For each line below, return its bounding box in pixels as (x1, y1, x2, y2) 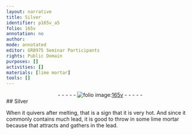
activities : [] (6, 64, 44, 70)
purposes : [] (6, 58, 39, 64)
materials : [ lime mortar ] (6, 70, 70, 76)
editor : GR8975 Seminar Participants (6, 48, 100, 54)
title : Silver (6, 14, 42, 20)
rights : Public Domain (6, 53, 63, 59)
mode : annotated (6, 42, 47, 48)
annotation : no (6, 31, 44, 37)
